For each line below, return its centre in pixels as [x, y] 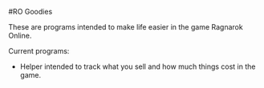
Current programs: [39, 51]
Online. [20, 36]
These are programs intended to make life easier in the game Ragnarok [126, 27]
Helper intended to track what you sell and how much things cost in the [138, 66]
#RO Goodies [30, 12]
